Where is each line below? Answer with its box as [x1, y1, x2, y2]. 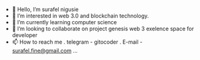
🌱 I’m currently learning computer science [12, 19, 117, 25]
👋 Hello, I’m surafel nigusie [12, 6, 79, 13]
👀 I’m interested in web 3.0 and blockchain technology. [12, 12, 149, 19]
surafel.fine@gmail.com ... [12, 47, 78, 54]
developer [12, 32, 38, 39]
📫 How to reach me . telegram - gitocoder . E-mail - [12, 38, 142, 45]
